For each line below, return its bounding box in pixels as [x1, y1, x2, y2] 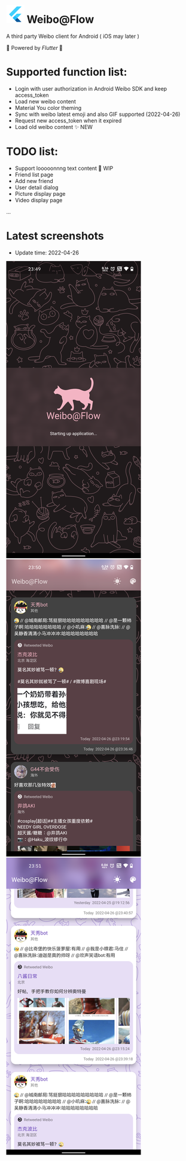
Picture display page [14, 190, 66, 197]
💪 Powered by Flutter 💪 [6, 44, 63, 51]
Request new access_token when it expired [14, 116, 122, 124]
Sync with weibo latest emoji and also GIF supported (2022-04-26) [14, 110, 181, 118]
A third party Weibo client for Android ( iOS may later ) [6, 32, 139, 40]
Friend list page [14, 170, 54, 178]
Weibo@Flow [26, 13, 94, 26]
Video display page [14, 196, 63, 204]
